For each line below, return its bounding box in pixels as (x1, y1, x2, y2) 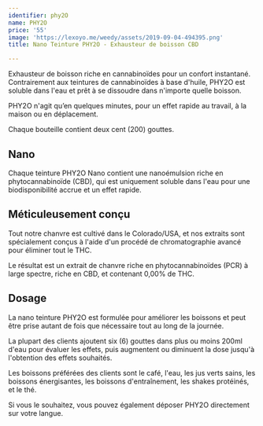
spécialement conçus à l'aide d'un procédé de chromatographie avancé (8, 237, 242, 246)
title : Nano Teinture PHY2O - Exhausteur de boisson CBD (8, 41, 199, 49)
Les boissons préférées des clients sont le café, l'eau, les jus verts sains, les (8, 368, 256, 377)
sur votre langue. (8, 408, 64, 417)
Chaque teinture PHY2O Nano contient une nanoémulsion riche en (8, 168, 224, 178)
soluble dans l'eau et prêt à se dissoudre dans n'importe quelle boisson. (8, 86, 242, 95)
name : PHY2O (8, 19, 47, 27)
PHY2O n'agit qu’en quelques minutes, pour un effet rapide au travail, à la (8, 101, 246, 111)
